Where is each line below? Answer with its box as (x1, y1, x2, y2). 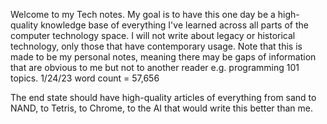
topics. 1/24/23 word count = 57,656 (10, 72, 160, 84)
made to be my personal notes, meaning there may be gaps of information (10, 51, 317, 63)
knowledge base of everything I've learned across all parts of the (40, 19, 309, 31)
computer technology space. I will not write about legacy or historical (10, 30, 296, 41)
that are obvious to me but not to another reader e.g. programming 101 (10, 62, 300, 73)
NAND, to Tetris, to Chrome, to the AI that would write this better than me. (10, 102, 313, 114)
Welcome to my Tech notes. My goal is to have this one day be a (10, 9, 276, 20)
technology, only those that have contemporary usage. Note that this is (10, 40, 303, 52)
